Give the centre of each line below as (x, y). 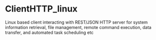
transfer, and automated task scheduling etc (49, 32)
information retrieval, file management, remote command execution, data (78, 27)
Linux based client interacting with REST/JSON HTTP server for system (76, 22)
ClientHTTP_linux (41, 9)
